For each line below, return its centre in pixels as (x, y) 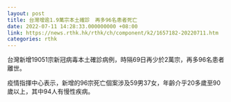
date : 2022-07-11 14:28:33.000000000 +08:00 (72, 26)
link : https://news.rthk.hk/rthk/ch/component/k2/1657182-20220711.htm (113, 33)
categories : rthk (32, 39)
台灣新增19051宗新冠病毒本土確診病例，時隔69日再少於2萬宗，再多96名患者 (116, 60)
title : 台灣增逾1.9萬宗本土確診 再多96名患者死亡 (72, 20)
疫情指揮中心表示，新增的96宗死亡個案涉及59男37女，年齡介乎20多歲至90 (114, 83)
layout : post (26, 13)
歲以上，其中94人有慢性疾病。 (51, 92)
